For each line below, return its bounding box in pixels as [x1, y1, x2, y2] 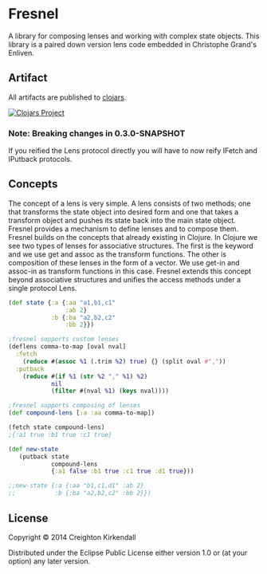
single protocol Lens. [8, 283, 77, 293]
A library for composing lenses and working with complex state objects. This [8, 31, 260, 41]
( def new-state [8, 445, 59, 453]
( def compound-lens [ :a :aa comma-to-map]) [8, 409, 155, 417]
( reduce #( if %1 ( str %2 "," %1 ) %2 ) [22, 372, 148, 380]
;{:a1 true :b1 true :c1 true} [8, 431, 112, 438]
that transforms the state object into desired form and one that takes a [8, 206, 239, 216]
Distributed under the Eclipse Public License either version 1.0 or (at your [8, 548, 248, 557]
